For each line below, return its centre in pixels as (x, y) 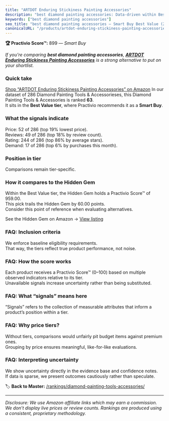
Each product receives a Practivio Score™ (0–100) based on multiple (75, 272)
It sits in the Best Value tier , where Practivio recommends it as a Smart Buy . (84, 106)
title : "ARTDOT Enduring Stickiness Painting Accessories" (68, 10)
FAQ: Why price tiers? (32, 326)
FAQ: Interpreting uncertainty (42, 360)
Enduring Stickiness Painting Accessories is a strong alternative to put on (83, 60)
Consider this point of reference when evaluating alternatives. (69, 209)
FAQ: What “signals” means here (46, 296)
